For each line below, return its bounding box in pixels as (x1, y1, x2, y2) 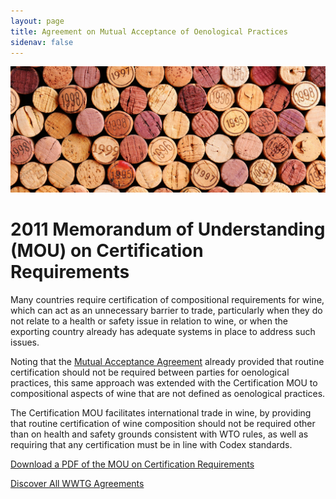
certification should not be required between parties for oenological (10, 366, 290, 379)
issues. (10, 336, 40, 349)
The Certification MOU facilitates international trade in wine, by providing (10, 407, 312, 419)
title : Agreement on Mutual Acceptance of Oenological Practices (10, 26, 288, 37)
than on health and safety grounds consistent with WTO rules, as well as (10, 428, 309, 440)
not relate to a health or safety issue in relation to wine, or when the (10, 315, 288, 327)
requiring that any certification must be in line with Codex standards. (10, 439, 293, 451)
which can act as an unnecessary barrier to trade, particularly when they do (10, 305, 323, 317)
